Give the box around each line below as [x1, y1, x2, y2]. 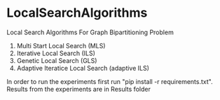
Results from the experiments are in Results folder [6, 85, 151, 93]
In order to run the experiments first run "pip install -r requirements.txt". [6, 77, 213, 85]
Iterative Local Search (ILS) [16, 49, 96, 57]
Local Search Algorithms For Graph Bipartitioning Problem [6, 28, 174, 36]
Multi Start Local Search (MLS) [16, 41, 106, 50]
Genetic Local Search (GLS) [16, 56, 97, 64]
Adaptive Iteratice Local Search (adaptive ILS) [16, 64, 150, 72]
